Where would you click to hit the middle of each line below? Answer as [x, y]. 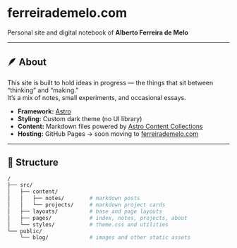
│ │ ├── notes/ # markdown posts [74, 199]
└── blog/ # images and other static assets [105, 237]
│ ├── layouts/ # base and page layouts [85, 211]
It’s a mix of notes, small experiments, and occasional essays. [97, 97]
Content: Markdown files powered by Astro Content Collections [110, 126]
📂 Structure [33, 162]
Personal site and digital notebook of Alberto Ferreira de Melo [98, 32]
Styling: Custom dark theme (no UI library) [80, 118]
